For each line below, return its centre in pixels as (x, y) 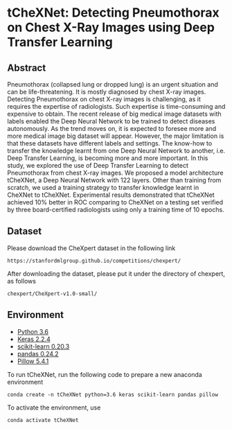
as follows (22, 281)
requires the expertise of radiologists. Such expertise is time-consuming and (116, 106)
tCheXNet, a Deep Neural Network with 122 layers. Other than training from (114, 180)
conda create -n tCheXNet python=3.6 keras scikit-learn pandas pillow (113, 394)
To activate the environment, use (54, 408)
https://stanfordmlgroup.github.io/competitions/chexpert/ (94, 261)
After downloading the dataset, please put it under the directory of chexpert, (116, 273)
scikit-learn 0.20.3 (43, 346)
